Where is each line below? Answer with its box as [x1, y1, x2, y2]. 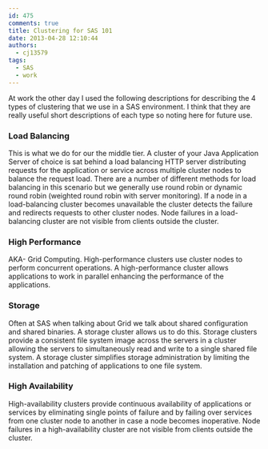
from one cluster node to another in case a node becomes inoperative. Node [8, 415, 261, 425]
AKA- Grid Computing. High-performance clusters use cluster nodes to [8, 255, 242, 264]
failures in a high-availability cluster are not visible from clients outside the [8, 424, 254, 434]
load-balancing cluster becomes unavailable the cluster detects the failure [8, 199, 254, 209]
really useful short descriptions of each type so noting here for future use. [8, 110, 253, 120]
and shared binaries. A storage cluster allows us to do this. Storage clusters [8, 327, 258, 336]
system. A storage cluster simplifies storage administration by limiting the [8, 352, 250, 362]
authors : [8, 42, 38, 50]
